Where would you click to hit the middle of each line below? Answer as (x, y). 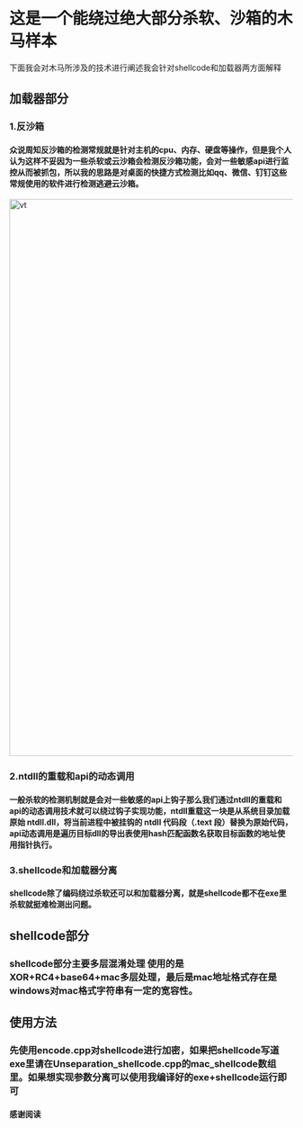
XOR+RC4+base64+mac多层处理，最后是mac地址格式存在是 (143, 977)
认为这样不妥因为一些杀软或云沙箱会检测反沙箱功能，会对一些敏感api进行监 (149, 161)
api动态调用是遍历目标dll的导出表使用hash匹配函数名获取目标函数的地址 (143, 833)
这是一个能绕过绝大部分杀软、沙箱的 (143, 18)
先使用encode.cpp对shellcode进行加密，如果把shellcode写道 (144, 1051)
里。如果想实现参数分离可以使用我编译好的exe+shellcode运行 (144, 1078)
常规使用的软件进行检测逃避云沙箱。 (76, 183)
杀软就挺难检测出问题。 (53, 905)
